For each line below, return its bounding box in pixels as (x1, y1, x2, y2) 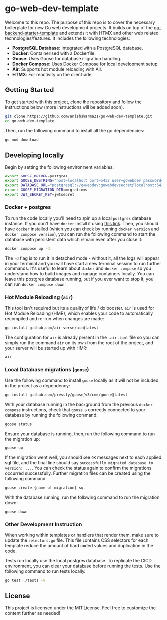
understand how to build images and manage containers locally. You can (5, 270, 154, 276)
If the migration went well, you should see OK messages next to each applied (5, 454, 162, 460)
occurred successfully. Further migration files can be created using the (5, 470, 151, 476)
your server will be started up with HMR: (5, 345, 88, 351)
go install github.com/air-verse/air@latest (5, 325, 99, 331)
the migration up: (5, 436, 40, 442)
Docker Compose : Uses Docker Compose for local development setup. (12, 61, 159, 67)
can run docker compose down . (5, 281, 66, 287)
